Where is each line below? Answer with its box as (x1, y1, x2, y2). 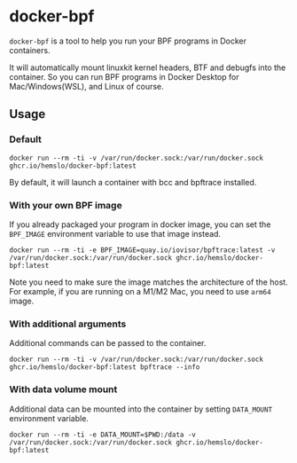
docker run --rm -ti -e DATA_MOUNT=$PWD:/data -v (9, 430, 197, 439)
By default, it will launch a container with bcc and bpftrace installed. (9, 177, 257, 187)
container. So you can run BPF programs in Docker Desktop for (9, 71, 239, 82)
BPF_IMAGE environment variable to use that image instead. (9, 228, 222, 239)
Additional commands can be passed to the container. (9, 338, 207, 349)
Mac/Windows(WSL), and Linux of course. (9, 81, 164, 91)
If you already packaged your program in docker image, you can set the (9, 219, 271, 230)
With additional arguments (9, 318, 127, 330)
